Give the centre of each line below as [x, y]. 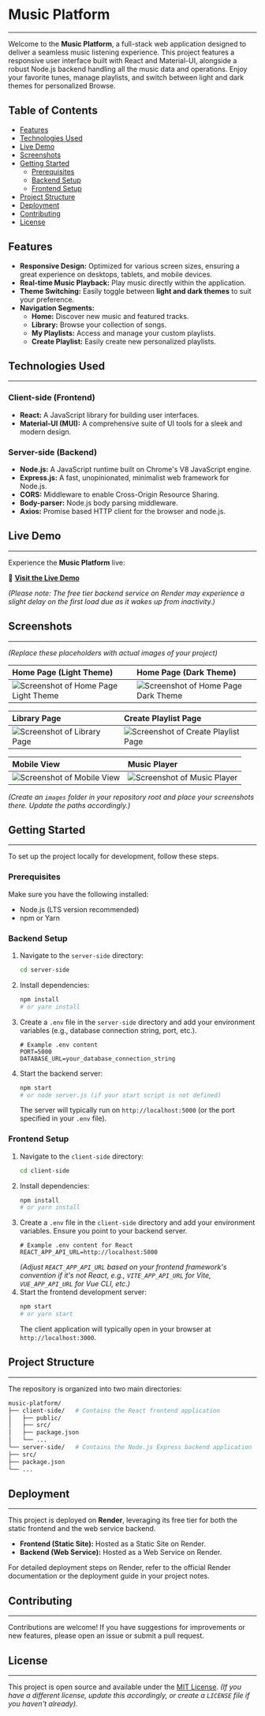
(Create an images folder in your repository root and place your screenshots [131, 797]
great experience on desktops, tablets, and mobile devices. [116, 274]
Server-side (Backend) [52, 452]
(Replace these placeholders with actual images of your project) [113, 652]
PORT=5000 [36, 1052]
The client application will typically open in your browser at [115, 1329]
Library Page [37, 718]
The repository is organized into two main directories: [95, 1388]
